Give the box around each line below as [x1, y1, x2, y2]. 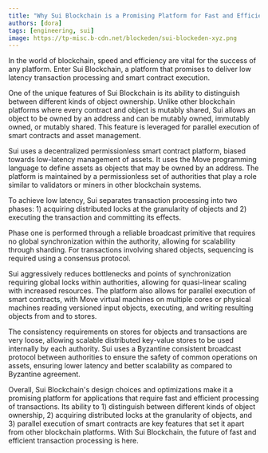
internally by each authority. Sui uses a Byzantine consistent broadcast [8, 344, 242, 354]
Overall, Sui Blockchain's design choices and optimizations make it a [8, 385, 234, 395]
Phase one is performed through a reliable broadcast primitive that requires [8, 228, 256, 238]
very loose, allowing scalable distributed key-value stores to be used [8, 336, 234, 345]
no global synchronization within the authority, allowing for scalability [8, 236, 236, 246]
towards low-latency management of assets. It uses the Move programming [8, 155, 257, 165]
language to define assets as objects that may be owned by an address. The [8, 163, 259, 173]
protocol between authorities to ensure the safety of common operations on [8, 352, 258, 362]
